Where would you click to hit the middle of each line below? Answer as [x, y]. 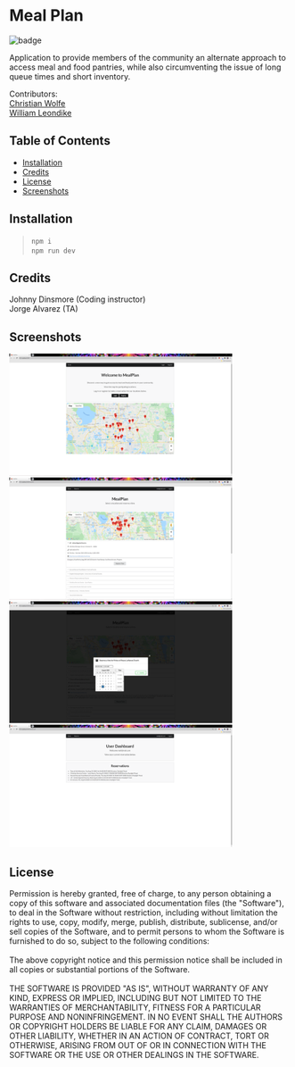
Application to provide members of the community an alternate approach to [148, 57]
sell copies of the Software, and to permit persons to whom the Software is [147, 931]
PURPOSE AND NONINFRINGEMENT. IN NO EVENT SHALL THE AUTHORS [146, 1017]
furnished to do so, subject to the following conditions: [109, 941]
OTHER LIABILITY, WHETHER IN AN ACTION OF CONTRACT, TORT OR [139, 1036]
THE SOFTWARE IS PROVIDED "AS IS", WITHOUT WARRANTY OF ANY [139, 988]
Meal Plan [46, 16]
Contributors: [33, 94]
